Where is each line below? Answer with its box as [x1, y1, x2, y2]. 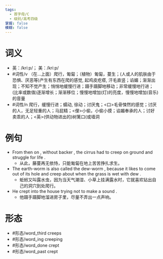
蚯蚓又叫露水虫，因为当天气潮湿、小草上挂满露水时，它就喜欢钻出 [19, 177, 152, 182]
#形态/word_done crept [12, 242, 60, 248]
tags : [5, 7, 16, 12]
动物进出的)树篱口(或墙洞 [49, 114, 100, 120]
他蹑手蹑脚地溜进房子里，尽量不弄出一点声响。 [19, 194, 114, 200]
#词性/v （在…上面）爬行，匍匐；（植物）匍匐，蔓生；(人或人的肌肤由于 [12, 71, 156, 77]
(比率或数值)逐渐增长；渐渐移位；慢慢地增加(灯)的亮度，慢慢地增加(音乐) [12, 89, 159, 95]
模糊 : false [5, 25, 28, 30]
